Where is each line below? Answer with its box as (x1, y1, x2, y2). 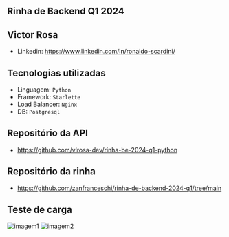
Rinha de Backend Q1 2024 (7, 6, 125, 17)
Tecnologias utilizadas (7, 67, 106, 79)
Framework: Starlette (17, 93, 81, 101)
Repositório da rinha (7, 165, 96, 178)
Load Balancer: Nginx (17, 100, 78, 109)
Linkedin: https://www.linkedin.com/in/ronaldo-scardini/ (17, 48, 175, 56)
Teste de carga (7, 204, 72, 216)
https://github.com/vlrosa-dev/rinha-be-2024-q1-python (17, 145, 177, 154)
